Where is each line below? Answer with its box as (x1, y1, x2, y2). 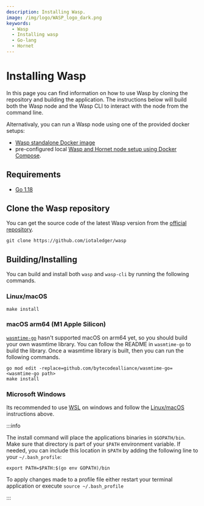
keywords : (6, 20, 32, 26)
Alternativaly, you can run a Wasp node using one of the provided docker (6, 120, 190, 128)
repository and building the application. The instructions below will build (6, 96, 187, 103)
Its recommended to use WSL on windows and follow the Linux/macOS (6, 404, 185, 412)
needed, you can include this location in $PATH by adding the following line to (6, 447, 199, 454)
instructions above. (6, 410, 55, 418)
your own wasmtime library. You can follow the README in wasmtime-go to (6, 340, 191, 347)
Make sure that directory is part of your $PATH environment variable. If (6, 440, 181, 448)
